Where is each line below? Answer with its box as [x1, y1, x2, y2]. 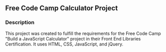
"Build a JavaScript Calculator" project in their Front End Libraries [5, 35, 141, 41]
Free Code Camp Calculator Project [5, 4, 118, 12]
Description [5, 19, 35, 26]
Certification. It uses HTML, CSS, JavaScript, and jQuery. [5, 41, 123, 47]
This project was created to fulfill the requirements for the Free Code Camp [5, 30, 161, 36]
